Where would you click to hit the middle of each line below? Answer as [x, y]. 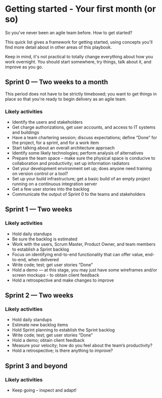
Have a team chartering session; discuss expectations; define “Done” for [84, 138]
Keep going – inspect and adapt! [44, 390]
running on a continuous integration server [55, 184]
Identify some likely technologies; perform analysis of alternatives [78, 153]
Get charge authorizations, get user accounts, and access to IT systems [84, 127]
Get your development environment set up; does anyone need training [82, 169]
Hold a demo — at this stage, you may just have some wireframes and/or [84, 270]
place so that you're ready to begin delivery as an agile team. [66, 99]
